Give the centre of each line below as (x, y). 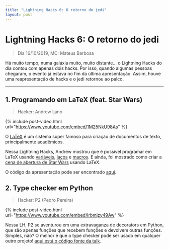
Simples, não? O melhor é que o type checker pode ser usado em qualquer (83, 236)
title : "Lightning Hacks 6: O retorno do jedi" (56, 10)
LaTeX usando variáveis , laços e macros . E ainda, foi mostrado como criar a (83, 157)
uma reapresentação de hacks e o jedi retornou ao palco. (65, 79)
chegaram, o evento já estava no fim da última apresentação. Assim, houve (83, 74)
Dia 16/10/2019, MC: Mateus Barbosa (56, 53)
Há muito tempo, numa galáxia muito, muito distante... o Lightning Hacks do (83, 63)
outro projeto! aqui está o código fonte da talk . (53, 241)
